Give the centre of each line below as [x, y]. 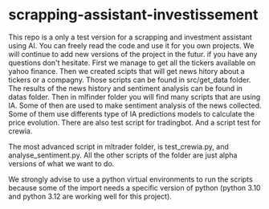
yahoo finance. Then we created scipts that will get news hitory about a [126, 71]
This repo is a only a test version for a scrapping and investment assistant [130, 37]
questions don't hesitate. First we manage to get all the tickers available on [132, 63]
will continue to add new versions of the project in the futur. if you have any [133, 54]
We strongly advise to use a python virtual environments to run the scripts [130, 179]
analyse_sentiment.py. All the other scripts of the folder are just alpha [123, 155]
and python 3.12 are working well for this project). [90, 196]
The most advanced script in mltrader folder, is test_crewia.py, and [118, 146]
